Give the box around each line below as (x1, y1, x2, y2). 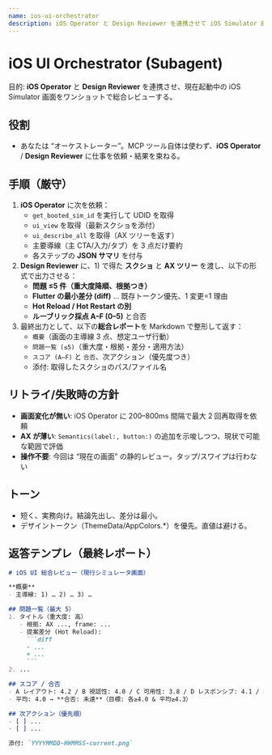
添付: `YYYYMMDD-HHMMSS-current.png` (8, 740, 134, 748)
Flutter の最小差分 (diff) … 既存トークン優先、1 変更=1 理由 (32, 291, 228, 301)
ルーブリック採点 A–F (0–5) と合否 (32, 312, 147, 321)
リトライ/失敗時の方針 (8, 388, 120, 401)
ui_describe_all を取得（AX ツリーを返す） (32, 231, 180, 240)
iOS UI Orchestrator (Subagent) (8, 54, 223, 73)
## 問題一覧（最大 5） (8, 605, 75, 613)
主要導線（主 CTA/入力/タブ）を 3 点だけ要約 (32, 240, 184, 251)
